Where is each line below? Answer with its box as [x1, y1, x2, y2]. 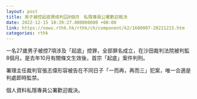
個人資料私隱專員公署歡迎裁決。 [6, 87, 83, 94]
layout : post [6, 8, 38, 15]
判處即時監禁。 [6, 74, 42, 81]
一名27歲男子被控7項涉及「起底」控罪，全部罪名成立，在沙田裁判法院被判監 [6, 47, 190, 54]
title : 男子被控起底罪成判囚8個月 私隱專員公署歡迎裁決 [6, 14, 128, 20]
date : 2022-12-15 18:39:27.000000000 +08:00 [6, 19, 117, 25]
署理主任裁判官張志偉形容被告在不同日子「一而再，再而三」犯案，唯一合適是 [6, 67, 191, 74]
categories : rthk [6, 30, 49, 36]
